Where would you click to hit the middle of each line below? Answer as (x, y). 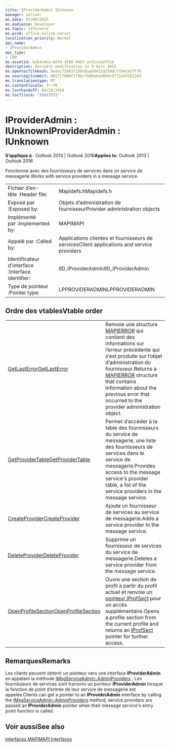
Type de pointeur (28, 286)
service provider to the (132, 525)
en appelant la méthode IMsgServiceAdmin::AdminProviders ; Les (74, 678)
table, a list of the (126, 485)
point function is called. (30, 710)
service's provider (127, 479)
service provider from (131, 565)
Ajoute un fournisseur (131, 506)
